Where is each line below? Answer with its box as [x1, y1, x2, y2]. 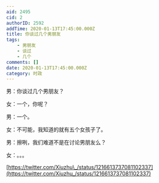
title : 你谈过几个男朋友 [6, 31, 61, 37]
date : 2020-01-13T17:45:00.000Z [6, 64, 87, 71]
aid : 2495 [6, 8, 31, 15]
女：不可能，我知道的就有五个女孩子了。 [6, 126, 106, 133]
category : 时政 [6, 70, 43, 76]
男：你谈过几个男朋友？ [6, 88, 64, 95]
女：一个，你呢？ [6, 101, 49, 108]
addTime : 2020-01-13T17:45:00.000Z [6, 25, 95, 32]
